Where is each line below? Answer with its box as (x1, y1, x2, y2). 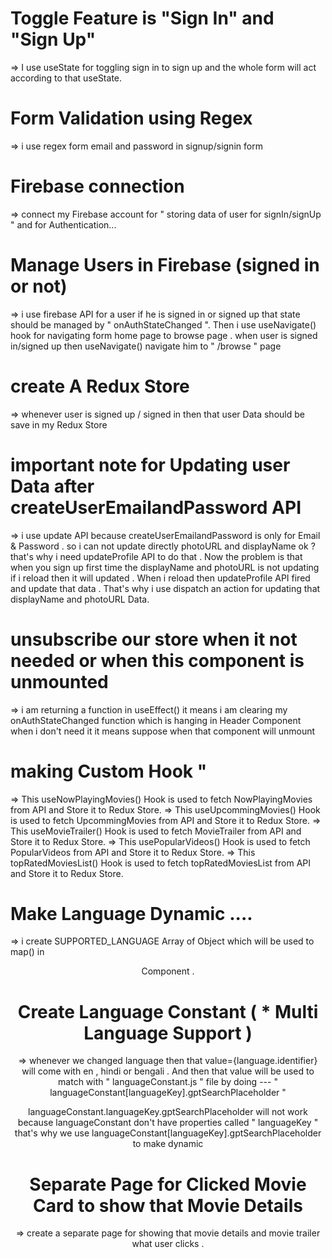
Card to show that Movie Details (33, 1194, 303, 1217)
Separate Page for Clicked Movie (29, 1173, 307, 1196)
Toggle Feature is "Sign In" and (10, 7, 275, 30)
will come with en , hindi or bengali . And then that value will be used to (21, 1065, 315, 1077)
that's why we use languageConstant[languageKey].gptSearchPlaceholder (14, 1127, 322, 1139)
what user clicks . (131, 1238, 205, 1250)
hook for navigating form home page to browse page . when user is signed (10, 329, 318, 341)
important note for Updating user (10, 453, 291, 476)
